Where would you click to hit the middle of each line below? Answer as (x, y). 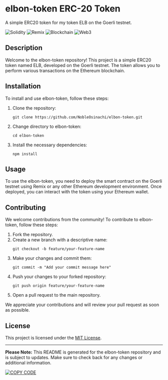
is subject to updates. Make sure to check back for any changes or (74, 357)
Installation (23, 86)
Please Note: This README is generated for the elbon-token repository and (83, 352)
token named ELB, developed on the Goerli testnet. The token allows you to (83, 65)
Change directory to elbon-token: (47, 126)
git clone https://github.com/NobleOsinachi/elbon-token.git (77, 117)
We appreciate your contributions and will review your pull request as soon (82, 305)
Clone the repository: (34, 108)
